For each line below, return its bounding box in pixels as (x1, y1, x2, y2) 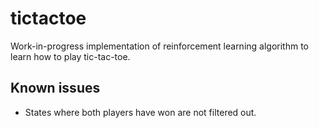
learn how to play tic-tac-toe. (10, 50, 131, 62)
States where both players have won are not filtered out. (24, 106, 257, 118)
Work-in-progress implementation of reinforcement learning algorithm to (10, 40, 310, 52)
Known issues (10, 80, 101, 97)
